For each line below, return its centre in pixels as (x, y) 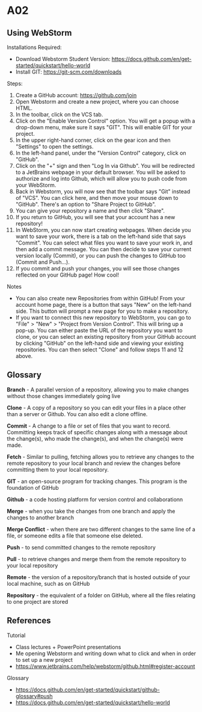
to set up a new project (44, 659)
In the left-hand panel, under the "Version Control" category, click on (101, 153)
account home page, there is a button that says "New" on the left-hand (103, 305)
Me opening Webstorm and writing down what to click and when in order (106, 653)
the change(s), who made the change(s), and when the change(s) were (95, 438)
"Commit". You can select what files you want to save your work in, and (104, 243)
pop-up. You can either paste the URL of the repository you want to (99, 330)
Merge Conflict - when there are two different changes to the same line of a (101, 529)
